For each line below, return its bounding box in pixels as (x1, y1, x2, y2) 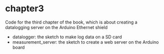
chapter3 (5, 3, 44, 14)
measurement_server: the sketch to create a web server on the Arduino (12, 39, 159, 45)
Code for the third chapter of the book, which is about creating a (5, 19, 138, 25)
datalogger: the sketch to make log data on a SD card (12, 34, 122, 40)
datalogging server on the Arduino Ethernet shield (5, 24, 108, 30)
